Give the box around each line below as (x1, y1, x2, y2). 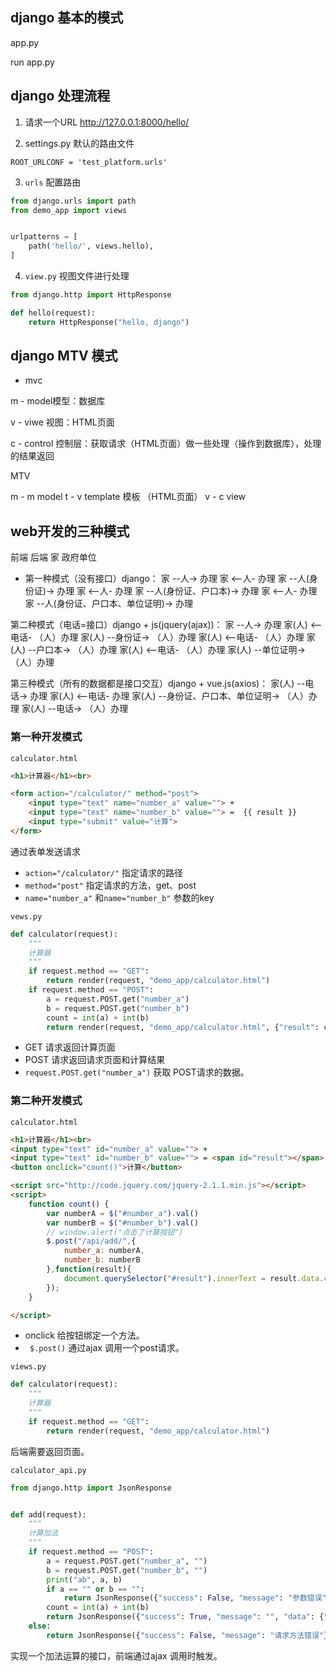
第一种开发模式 (10, 730, 83, 744)
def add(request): (10, 1509, 87, 1520)
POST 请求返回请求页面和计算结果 (24, 1054, 166, 1066)
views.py (10, 1362, 47, 1372)
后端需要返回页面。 (10, 1445, 90, 1457)
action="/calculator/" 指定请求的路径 (24, 866, 184, 878)
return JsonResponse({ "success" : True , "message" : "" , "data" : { (46, 1612, 325, 1622)
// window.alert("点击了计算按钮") (46, 1227, 184, 1237)
